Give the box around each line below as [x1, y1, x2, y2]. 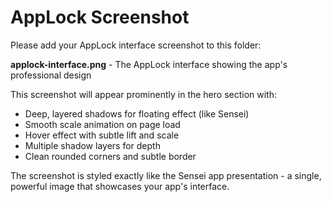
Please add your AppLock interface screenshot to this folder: [10, 39, 262, 51]
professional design [10, 69, 92, 81]
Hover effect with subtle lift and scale [24, 129, 180, 141]
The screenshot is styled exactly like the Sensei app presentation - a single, [10, 169, 322, 181]
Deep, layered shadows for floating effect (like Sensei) [24, 107, 250, 120]
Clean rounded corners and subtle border [24, 150, 197, 162]
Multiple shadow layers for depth [24, 139, 161, 151]
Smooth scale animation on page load [24, 118, 181, 130]
